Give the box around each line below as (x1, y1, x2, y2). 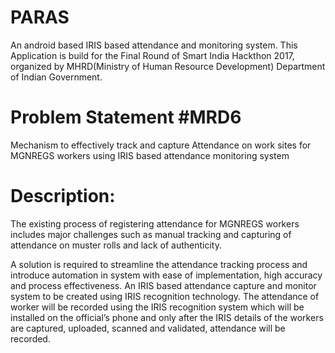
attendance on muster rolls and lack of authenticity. (10, 239, 222, 251)
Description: (10, 185, 116, 208)
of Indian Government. (10, 71, 103, 83)
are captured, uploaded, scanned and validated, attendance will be (10, 322, 286, 334)
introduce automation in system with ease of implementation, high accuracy (10, 269, 323, 281)
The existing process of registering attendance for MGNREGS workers (10, 217, 300, 230)
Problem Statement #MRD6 (10, 106, 242, 129)
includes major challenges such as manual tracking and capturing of (10, 228, 292, 240)
